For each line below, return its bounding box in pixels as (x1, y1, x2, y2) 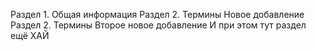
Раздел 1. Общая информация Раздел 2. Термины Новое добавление (10, 9, 305, 20)
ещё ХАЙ (10, 30, 50, 41)
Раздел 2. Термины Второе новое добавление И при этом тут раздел (10, 19, 307, 31)
